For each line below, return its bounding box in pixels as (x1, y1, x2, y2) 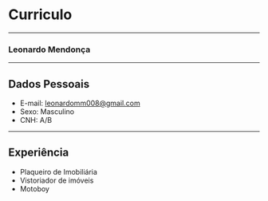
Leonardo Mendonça (8, 44, 91, 55)
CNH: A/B (19, 116, 53, 125)
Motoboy (19, 183, 50, 193)
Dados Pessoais (8, 77, 90, 91)
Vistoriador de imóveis (19, 175, 94, 185)
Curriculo (8, 6, 73, 24)
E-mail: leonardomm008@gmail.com (19, 98, 141, 108)
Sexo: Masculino (19, 107, 74, 116)
